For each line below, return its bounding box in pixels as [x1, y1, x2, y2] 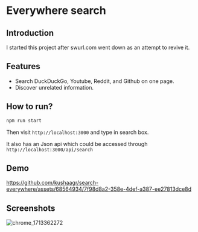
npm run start [6, 118, 42, 124]
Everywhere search [6, 4, 107, 18]
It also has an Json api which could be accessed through [6, 140, 148, 147]
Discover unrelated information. [14, 84, 94, 91]
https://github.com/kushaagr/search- [6, 179, 99, 187]
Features [6, 61, 40, 71]
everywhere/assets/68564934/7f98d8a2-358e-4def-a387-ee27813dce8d [6, 185, 192, 193]
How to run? [6, 101, 53, 112]
